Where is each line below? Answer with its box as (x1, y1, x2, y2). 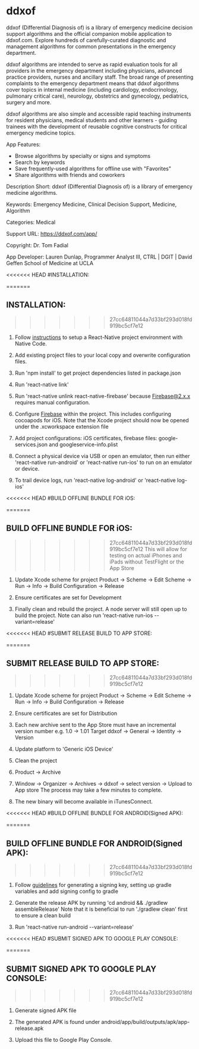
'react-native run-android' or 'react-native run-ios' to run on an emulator (14, 459, 192, 466)
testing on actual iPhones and (109, 552, 182, 559)
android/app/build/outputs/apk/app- (101, 1019, 190, 1025)
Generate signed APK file (14, 1007, 77, 1014)
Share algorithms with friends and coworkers (14, 171, 125, 178)
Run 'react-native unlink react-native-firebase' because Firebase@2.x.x (14, 392, 191, 400)
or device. (14, 465, 40, 472)
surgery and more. (6, 98, 52, 105)
